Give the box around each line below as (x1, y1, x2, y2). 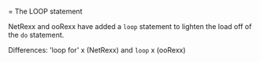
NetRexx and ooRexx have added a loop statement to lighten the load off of (8, 22, 252, 31)
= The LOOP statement (8, 7, 83, 16)
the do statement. (8, 31, 65, 39)
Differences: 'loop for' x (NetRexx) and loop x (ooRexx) (8, 46, 187, 54)
